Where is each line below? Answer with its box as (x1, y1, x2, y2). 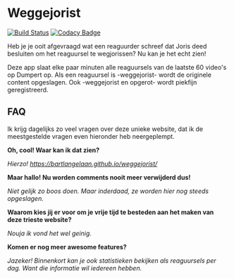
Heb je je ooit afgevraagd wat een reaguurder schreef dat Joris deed (7, 42, 207, 50)
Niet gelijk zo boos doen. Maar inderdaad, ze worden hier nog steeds (7, 187, 209, 195)
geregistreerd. (7, 85, 49, 94)
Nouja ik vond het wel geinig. (7, 229, 92, 237)
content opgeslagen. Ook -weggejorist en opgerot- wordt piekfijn (7, 77, 197, 86)
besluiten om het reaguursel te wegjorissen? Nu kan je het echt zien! (7, 49, 207, 58)
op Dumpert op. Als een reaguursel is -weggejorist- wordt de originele (7, 70, 211, 79)
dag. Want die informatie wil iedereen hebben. (7, 263, 142, 272)
